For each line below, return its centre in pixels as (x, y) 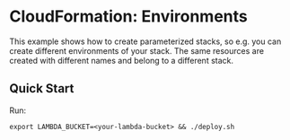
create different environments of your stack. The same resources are (137, 50)
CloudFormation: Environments (129, 17)
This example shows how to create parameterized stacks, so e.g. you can (145, 41)
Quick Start (42, 88)
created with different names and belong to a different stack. (122, 60)
